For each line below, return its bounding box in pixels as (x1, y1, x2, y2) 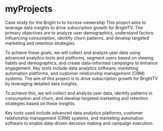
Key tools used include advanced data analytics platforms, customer (5, 110, 143, 115)
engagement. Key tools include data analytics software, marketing (5, 65, 139, 71)
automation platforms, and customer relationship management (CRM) (5, 70, 145, 76)
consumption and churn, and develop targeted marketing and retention (5, 95, 148, 101)
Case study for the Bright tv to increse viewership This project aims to (5, 19, 146, 25)
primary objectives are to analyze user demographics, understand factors (5, 30, 154, 36)
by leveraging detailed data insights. (5, 80, 78, 86)
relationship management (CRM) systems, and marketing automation (5, 115, 144, 121)
